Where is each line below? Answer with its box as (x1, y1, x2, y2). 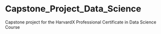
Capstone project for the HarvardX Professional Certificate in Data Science (5, 19, 157, 25)
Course (5, 24, 20, 30)
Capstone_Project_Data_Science (5, 3, 141, 14)
